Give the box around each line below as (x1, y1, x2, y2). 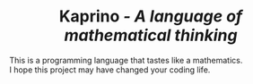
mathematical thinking (64, 25, 238, 46)
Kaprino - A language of (58, 6, 243, 27)
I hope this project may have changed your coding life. (9, 64, 211, 75)
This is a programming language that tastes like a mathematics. (9, 55, 243, 65)
